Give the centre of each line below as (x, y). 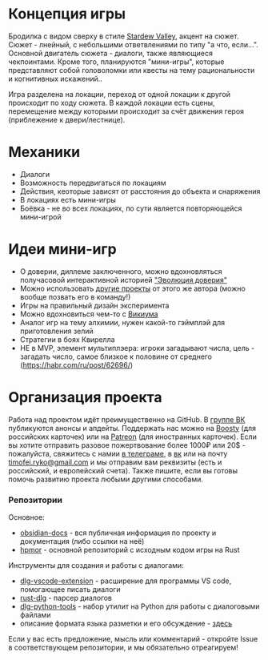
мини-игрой (40, 216)
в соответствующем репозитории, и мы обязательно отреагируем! (123, 648)
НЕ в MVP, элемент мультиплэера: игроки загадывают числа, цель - (137, 348)
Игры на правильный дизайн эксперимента (94, 305)
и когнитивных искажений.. (55, 78)
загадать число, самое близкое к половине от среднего (116, 356)
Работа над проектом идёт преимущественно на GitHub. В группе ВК (127, 419)
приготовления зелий (56, 331)
